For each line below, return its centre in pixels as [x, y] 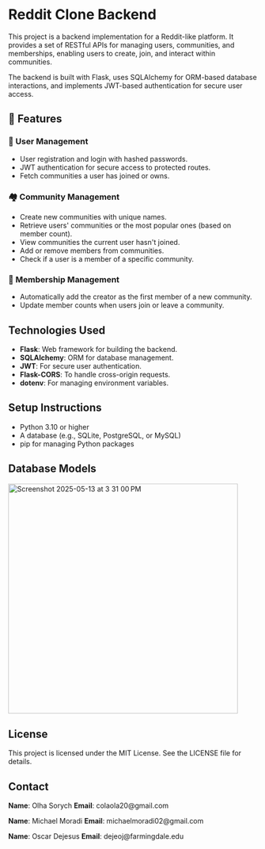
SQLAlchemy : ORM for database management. [97, 358]
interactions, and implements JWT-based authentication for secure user [125, 86]
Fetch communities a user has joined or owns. [95, 175]
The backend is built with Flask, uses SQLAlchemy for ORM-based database [132, 77]
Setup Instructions [55, 408]
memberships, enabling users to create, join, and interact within [112, 53]
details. [20, 762]
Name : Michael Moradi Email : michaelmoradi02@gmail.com [106, 821]
